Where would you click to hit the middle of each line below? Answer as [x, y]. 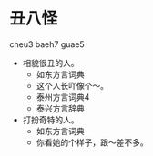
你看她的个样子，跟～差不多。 [92, 142]
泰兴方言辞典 [60, 108]
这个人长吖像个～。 [72, 85]
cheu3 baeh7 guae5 [47, 44]
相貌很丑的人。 [51, 63]
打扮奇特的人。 [51, 120]
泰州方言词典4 [63, 97]
